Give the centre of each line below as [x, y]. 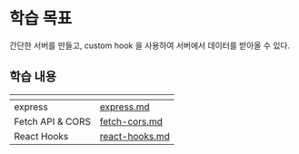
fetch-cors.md [131, 121]
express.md [125, 107]
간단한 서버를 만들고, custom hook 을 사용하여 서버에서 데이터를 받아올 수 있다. [150, 45]
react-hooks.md [135, 136]
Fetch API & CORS [53, 121]
